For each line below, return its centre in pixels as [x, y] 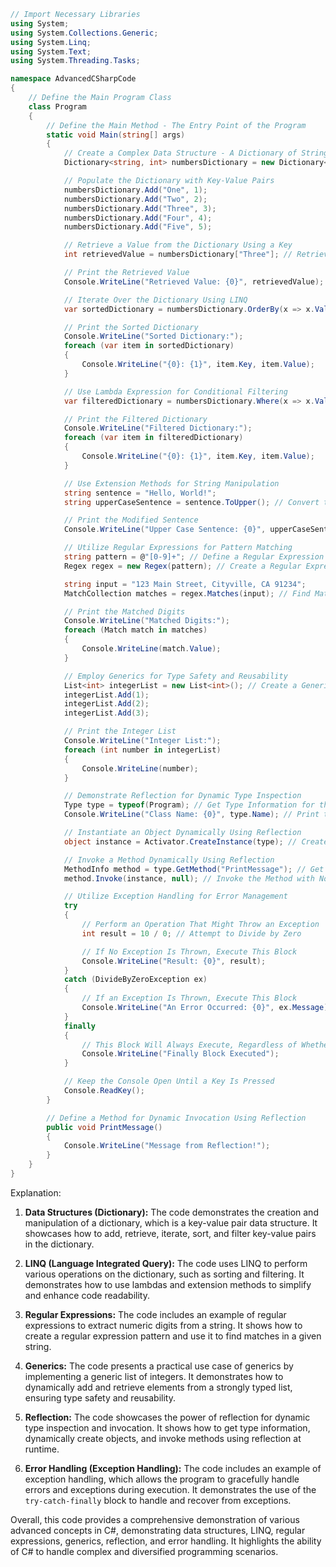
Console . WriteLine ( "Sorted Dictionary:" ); [153, 336]
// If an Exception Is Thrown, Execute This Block [189, 998]
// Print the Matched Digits [124, 611]
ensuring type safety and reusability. [100, 1397]
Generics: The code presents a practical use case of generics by [159, 1366]
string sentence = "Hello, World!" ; [140, 493]
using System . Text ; [51, 51]
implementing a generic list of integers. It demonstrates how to [154, 1376]
